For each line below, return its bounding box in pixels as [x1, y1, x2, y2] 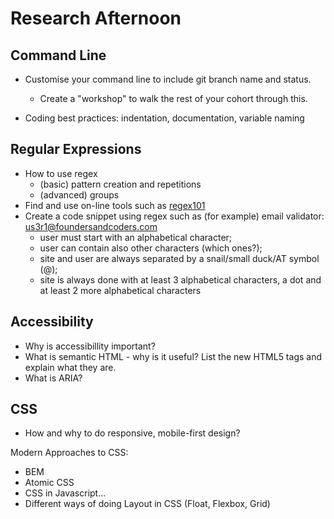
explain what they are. [24, 361, 117, 373]
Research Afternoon [10, 7, 182, 30]
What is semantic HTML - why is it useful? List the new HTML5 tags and [24, 350, 322, 362]
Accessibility [10, 313, 94, 331]
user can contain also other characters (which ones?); [39, 242, 263, 254]
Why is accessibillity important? [24, 340, 156, 352]
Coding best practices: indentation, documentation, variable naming [24, 112, 305, 124]
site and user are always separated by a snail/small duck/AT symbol [39, 252, 320, 264]
